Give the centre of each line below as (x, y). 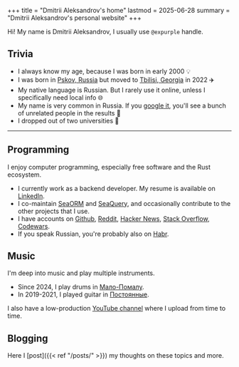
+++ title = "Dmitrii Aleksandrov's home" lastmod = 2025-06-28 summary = (119, 10)
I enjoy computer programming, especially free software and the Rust (109, 167)
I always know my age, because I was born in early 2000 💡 (104, 71)
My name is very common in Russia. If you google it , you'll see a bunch (122, 105)
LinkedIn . (31, 196)
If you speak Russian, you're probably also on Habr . (93, 234)
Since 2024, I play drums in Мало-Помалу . (81, 287)
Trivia (20, 54)
